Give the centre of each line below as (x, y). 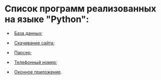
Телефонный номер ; (36, 62)
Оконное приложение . (38, 72)
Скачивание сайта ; (35, 42)
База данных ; (28, 33)
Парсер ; (23, 52)
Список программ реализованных (80, 9)
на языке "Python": (47, 19)
